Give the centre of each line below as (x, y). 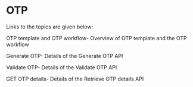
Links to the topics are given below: (50, 27)
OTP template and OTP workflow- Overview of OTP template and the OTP (96, 38)
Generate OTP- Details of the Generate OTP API (65, 56)
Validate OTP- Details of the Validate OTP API (62, 67)
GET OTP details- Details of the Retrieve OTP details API (75, 79)
